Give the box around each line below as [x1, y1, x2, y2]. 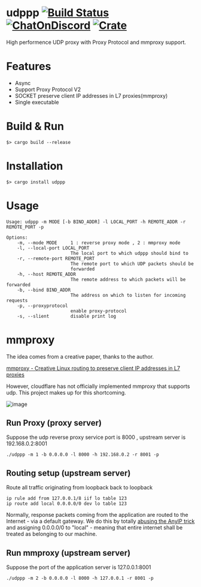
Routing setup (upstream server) [6, 468, 131, 478]
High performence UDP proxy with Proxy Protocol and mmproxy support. [6, 38, 187, 46]
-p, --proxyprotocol [17, 303, 68, 309]
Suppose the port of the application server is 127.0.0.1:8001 [6, 564, 151, 571]
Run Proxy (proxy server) [6, 418, 102, 428]
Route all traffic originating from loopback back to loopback [6, 484, 153, 491]
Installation [6, 159, 63, 173]
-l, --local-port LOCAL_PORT [17, 245, 90, 251]
